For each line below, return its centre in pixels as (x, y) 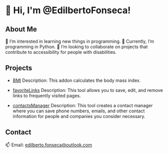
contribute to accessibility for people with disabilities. (61, 52)
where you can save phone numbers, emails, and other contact (79, 111)
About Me (21, 29)
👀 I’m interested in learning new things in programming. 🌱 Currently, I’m (80, 41)
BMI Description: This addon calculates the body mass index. (77, 80)
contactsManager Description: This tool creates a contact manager (83, 105)
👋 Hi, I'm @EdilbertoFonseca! (68, 10)
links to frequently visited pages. (47, 96)
